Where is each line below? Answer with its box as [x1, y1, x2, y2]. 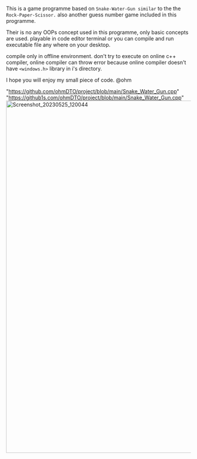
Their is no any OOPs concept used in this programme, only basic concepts [6, 29, 189, 36]
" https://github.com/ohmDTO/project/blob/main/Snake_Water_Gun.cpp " [6, 88, 180, 95]
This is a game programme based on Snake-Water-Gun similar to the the [6, 5, 181, 12]
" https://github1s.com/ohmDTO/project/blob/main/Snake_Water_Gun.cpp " [6, 94, 184, 101]
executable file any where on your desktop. [6, 41, 111, 48]
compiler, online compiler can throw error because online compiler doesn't [6, 59, 186, 66]
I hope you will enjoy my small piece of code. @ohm [6, 76, 132, 83]
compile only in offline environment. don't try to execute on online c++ [6, 53, 176, 59]
